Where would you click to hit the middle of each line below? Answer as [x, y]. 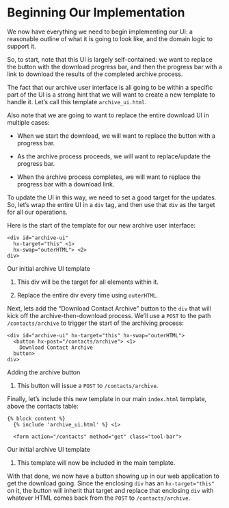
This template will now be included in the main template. [96, 462]
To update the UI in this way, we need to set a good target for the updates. [112, 197]
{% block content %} [37, 419]
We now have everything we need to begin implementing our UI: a [100, 32]
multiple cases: [28, 122]
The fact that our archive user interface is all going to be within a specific [110, 87]
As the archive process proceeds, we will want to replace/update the [113, 156]
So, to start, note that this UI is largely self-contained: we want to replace [110, 59]
